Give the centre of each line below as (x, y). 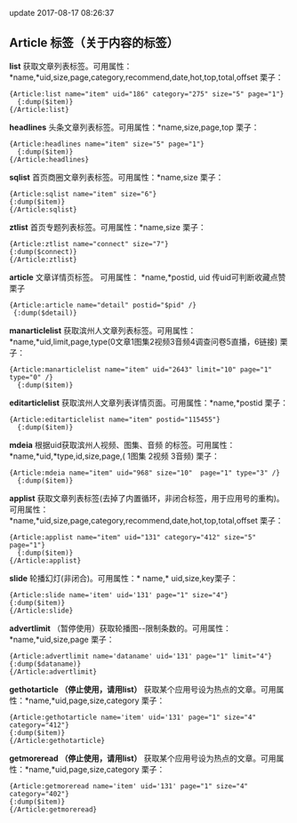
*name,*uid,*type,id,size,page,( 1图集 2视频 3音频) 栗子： (115, 456)
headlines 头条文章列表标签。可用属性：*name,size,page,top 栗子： (134, 127)
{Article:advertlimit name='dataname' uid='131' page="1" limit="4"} (141, 656)
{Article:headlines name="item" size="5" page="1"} (107, 144)
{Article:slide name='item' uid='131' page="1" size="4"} (119, 595)
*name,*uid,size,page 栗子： (62, 639)
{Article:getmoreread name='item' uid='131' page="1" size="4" (129, 786)
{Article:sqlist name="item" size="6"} (83, 194)
